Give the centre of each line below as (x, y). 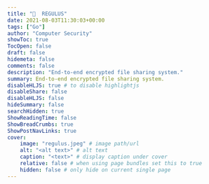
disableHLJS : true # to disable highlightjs (73, 85)
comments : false (31, 66)
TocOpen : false (29, 46)
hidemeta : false (31, 59)
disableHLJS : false (36, 99)
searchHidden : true (36, 111)
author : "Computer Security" (50, 33)
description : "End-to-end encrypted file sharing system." (95, 72)
